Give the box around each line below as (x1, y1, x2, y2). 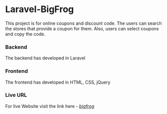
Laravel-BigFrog (5, 4, 74, 15)
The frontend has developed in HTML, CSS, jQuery (5, 79, 111, 85)
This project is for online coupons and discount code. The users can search (5, 20, 162, 26)
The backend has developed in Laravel (5, 55, 86, 61)
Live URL (5, 92, 27, 99)
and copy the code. (5, 31, 46, 37)
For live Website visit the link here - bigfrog (5, 103, 95, 109)
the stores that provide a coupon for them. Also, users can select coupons (5, 25, 159, 31)
